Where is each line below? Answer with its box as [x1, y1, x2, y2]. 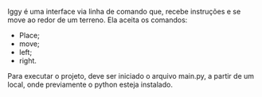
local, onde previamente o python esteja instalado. [7, 80, 173, 89]
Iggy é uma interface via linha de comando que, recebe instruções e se [7, 7, 241, 16]
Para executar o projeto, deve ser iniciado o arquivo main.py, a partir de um [7, 72, 255, 80]
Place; [18, 31, 41, 40]
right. [18, 56, 37, 65]
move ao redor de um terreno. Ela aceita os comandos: [7, 15, 188, 25]
